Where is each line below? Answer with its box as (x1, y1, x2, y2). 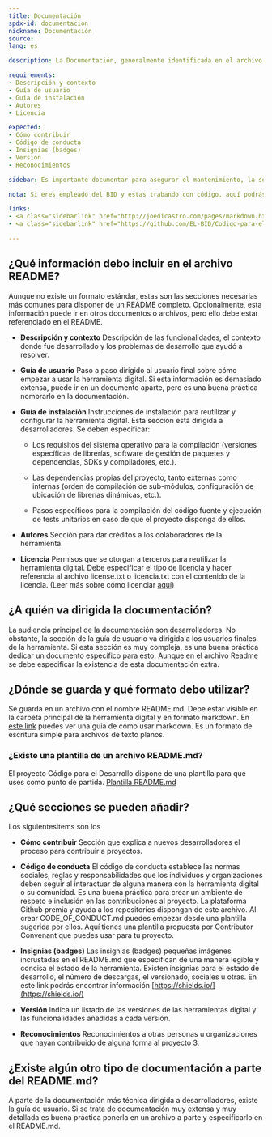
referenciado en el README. (8, 316, 103, 326)
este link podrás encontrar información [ (19, 981, 155, 991)
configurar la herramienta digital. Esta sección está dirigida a (19, 415, 223, 425)
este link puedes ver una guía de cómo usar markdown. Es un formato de (8, 721, 253, 731)
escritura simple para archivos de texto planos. (8, 730, 165, 740)
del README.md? (8, 1074, 99, 1088)
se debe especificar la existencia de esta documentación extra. (8, 659, 220, 668)
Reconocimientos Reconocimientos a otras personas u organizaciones (19, 1029, 257, 1039)
